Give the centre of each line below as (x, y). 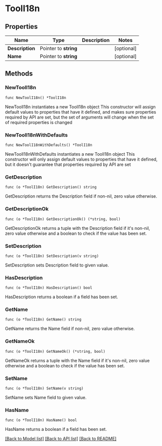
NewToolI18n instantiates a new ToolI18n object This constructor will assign (80, 107)
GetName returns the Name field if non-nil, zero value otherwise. (70, 329)
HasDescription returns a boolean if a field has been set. (62, 297)
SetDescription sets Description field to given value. (57, 265)
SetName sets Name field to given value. (46, 398)
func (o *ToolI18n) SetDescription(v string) (52, 256)
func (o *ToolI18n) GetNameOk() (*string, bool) (55, 351)
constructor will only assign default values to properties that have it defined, (81, 159)
